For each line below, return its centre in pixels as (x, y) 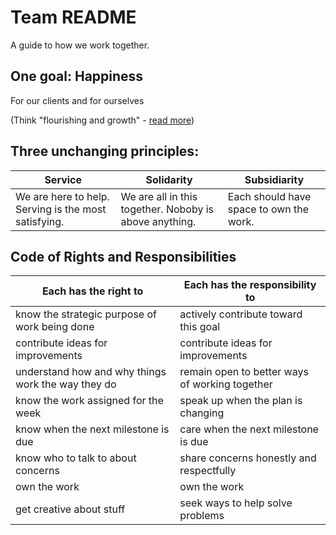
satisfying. (40, 221)
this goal (200, 327)
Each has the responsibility (250, 285)
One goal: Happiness (77, 76)
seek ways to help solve (236, 503)
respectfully (208, 471)
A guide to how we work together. (80, 45)
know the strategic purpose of (86, 314)
